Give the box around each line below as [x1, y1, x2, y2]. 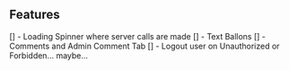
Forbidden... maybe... [9, 49, 88, 61]
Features [9, 7, 60, 22]
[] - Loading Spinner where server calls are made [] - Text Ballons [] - [9, 31, 267, 41]
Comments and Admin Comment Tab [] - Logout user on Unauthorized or [9, 40, 280, 51]
